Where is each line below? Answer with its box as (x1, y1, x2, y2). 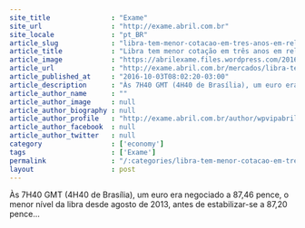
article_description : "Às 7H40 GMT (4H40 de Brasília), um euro (9, 81, 282, 90)
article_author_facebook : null (9, 123, 136, 132)
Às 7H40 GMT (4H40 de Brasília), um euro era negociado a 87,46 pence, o (9, 189, 289, 200)
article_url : (9, 64, 116, 73)
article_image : (9, 55, 116, 64)
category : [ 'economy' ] (9, 139, 165, 148)
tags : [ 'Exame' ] (9, 147, 156, 157)
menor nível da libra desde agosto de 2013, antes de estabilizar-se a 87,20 (9, 199, 288, 210)
